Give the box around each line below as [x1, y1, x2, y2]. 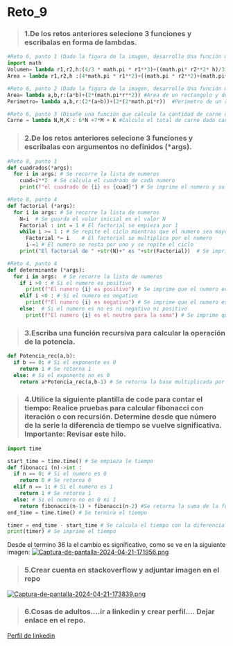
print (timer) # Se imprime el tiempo [7, 528, 116, 535]
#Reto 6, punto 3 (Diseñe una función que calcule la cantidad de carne [7, 110, 222, 118]
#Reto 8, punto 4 [7, 196, 58, 203]
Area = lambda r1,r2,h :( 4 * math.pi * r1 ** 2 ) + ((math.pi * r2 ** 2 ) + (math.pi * [7, 73, 228, 80]
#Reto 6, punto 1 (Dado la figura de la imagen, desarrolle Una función [7, 53, 222, 60]
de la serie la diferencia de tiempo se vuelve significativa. [24, 421, 222, 430]
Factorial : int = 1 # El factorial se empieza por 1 [19, 222, 178, 229]
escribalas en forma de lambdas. [24, 37, 137, 47]
